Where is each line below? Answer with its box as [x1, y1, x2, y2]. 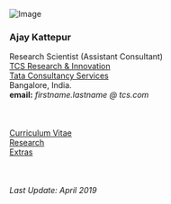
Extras [9, 146, 33, 157]
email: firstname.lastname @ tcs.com [9, 90, 149, 101]
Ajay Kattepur [9, 31, 72, 43]
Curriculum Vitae [9, 128, 72, 138]
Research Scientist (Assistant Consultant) [9, 51, 164, 62]
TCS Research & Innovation [9, 61, 111, 72]
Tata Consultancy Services [9, 70, 110, 81]
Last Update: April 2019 [9, 185, 97, 196]
